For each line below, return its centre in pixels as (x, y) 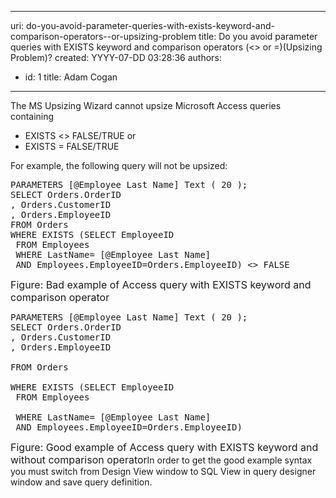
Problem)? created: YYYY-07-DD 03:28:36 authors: (116, 57)
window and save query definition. (81, 482)
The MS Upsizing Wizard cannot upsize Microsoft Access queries (146, 105)
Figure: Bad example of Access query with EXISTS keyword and (161, 284)
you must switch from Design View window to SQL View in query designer (163, 471)
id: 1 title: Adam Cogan (71, 77)
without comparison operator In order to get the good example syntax (161, 459)
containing (32, 116)
